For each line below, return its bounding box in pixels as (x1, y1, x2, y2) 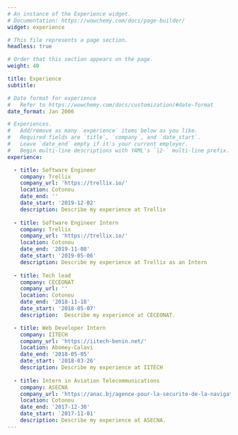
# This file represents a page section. (7, 36, 129, 43)
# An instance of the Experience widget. (7, 10, 132, 18)
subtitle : (7, 82, 37, 89)
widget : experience (7, 23, 65, 31)
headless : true (7, 43, 52, 50)
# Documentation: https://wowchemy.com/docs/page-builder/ (7, 17, 186, 24)
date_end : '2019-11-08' (20, 246, 91, 253)
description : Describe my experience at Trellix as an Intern (20, 258, 208, 266)
